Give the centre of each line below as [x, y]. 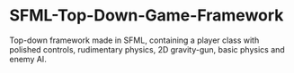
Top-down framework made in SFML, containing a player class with [134, 40]
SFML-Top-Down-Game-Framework [147, 16]
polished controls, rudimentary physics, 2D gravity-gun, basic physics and [147, 49]
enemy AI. [28, 59]
